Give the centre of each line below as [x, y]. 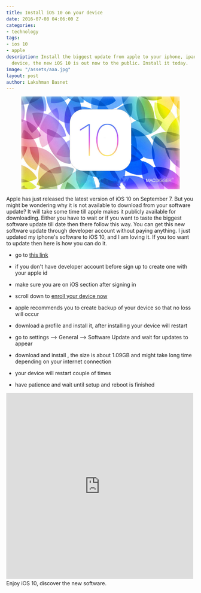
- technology [22, 32]
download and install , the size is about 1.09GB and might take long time [103, 355]
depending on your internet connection [63, 361]
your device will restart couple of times [63, 373]
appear [24, 343]
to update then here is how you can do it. [57, 243]
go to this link [31, 255]
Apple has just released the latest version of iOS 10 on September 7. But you [100, 199]
